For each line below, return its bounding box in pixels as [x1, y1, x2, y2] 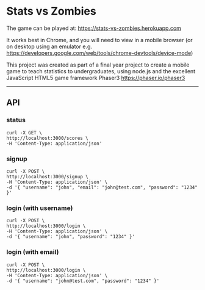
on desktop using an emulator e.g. [6, 43, 93, 50]
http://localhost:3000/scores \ [6, 135, 88, 141]
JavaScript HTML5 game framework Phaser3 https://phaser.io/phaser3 [6, 74, 185, 81]
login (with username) [6, 203, 73, 212]
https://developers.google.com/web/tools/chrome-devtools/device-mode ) [6, 49, 193, 56]
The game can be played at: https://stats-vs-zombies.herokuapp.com [6, 24, 182, 32]
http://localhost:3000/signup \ [6, 173, 88, 179]
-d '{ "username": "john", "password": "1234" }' [6, 234, 135, 240]
